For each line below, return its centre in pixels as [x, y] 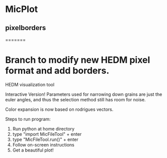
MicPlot [22, 9]
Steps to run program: [28, 119]
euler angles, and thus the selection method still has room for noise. [75, 99]
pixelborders [26, 28]
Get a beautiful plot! [33, 150]
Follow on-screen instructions [43, 144]
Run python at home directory [43, 128]
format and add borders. [57, 71]
